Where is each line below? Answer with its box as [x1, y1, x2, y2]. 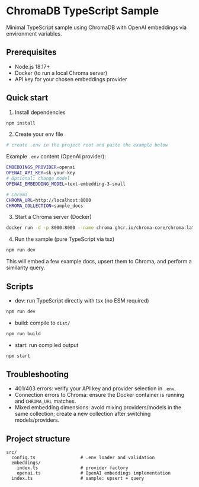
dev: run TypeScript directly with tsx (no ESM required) [14, 297, 149, 304]
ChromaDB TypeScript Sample [6, 4, 159, 18]
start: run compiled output [14, 341, 79, 348]
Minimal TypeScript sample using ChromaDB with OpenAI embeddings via [6, 24, 187, 31]
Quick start [6, 93, 49, 103]
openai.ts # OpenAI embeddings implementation [17, 470, 171, 476]
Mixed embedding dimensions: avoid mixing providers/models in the [14, 404, 182, 411]
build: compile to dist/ [14, 319, 70, 326]
